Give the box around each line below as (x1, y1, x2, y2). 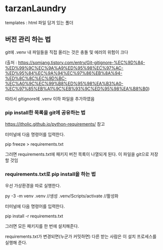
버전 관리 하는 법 (5, 35, 51, 44)
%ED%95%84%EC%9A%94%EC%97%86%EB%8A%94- (5, 70, 123, 76)
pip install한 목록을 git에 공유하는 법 (5, 109, 86, 116)
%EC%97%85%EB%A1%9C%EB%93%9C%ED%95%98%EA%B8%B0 (5, 86, 148, 92)
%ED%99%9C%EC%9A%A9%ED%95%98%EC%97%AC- (5, 65, 124, 71)
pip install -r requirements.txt (5, 213, 63, 219)
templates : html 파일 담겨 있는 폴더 (5, 19, 73, 25)
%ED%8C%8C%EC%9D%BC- (5, 75, 67, 81)
